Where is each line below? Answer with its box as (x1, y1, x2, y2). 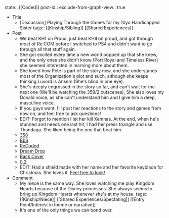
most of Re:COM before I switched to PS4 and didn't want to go (19, 41, 153, 47)
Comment (12, 175, 33, 181)
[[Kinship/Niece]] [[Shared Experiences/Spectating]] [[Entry (19, 196, 145, 202)
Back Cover (19, 153, 44, 159)
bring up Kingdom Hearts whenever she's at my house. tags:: (19, 191, 148, 197)
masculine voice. (19, 100, 55, 105)
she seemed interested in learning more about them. (19, 63, 129, 68)
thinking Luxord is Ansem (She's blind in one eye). (19, 78, 124, 84)
